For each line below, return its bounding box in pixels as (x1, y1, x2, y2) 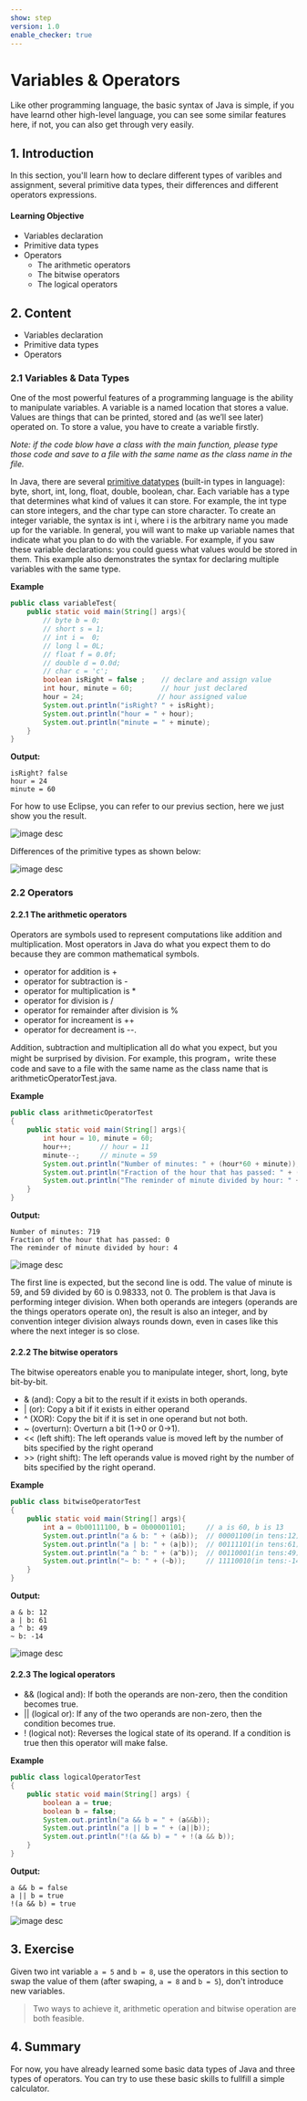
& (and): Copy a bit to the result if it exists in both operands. (23, 1394, 248, 1406)
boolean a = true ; (43, 1798, 113, 1807)
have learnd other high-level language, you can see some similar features (10, 110, 286, 120)
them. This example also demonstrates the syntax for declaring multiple (10, 554, 280, 565)
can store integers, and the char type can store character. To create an (10, 506, 276, 517)
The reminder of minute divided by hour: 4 (10, 1243, 179, 1253)
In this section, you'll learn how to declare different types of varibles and (10, 170, 282, 181)
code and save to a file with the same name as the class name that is (10, 1063, 269, 1074)
